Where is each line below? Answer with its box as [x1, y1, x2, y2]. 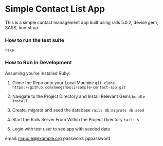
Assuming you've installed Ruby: [5, 70, 71, 76]
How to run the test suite [5, 36, 65, 43]
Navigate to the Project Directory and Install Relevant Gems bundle [12, 93, 145, 99]
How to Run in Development [5, 59, 72, 66]
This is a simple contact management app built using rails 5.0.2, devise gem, [5, 19, 158, 25]
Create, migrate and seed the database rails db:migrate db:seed [12, 107, 145, 113]
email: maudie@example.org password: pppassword [5, 135, 110, 141]
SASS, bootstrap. [5, 24, 40, 30]
